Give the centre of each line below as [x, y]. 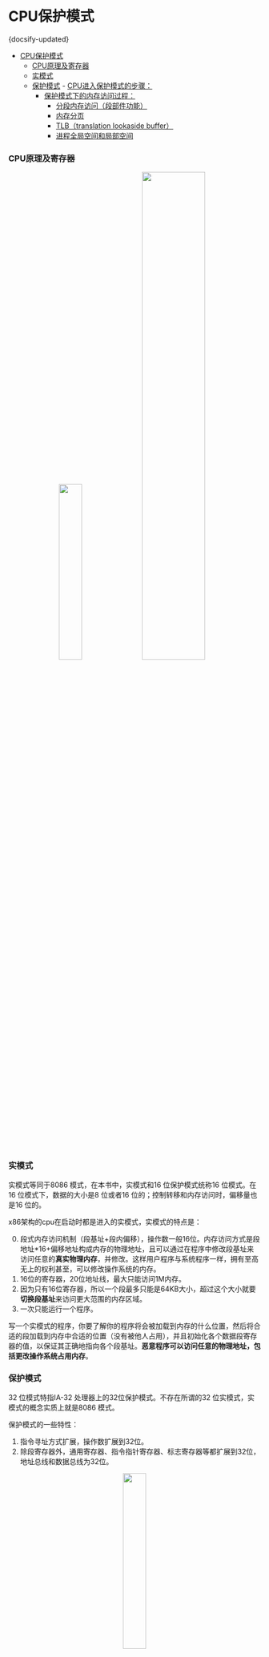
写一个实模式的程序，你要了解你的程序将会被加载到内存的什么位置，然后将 [131, 1326]
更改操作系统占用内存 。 [54, 1356]
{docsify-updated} [39, 39]
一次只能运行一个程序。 [58, 1309]
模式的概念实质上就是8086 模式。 [64, 1407]
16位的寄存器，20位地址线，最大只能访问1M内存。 [102, 1278]
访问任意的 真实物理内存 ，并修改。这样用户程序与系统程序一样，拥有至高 [139, 1258]
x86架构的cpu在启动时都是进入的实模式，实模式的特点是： [105, 1222]
